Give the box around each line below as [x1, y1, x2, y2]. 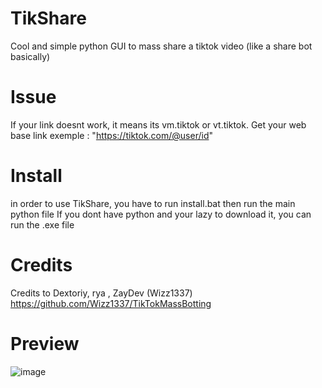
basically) [10, 50, 51, 62]
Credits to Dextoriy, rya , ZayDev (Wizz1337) [10, 287, 193, 299]
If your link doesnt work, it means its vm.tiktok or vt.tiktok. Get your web [10, 118, 307, 131]
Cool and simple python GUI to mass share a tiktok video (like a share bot [10, 40, 313, 52]
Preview [10, 332, 80, 355]
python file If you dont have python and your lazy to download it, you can [10, 208, 312, 220]
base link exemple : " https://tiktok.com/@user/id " [10, 129, 214, 141]
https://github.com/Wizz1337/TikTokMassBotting [10, 297, 212, 309]
